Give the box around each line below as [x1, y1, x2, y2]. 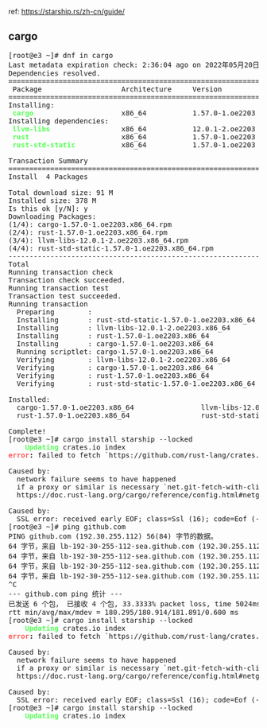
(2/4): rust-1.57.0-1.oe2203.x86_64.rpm [8, 228, 168, 237]
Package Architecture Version [12, 84, 222, 94]
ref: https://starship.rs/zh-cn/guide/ [8, 7, 126, 16]
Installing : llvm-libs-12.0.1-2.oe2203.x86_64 [16, 323, 230, 333]
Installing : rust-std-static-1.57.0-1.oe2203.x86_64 [16, 315, 256, 325]
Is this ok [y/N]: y [8, 204, 89, 213]
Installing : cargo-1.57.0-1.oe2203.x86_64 [16, 339, 215, 348]
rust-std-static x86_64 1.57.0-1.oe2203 [12, 140, 256, 150]
